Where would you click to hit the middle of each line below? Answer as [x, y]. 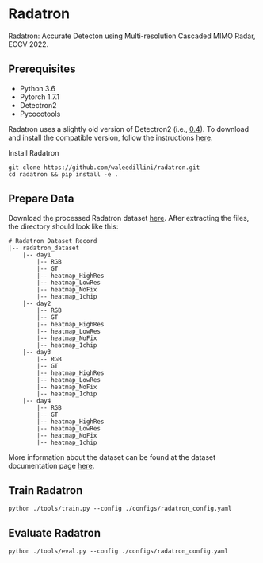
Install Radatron [34, 152]
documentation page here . [51, 465]
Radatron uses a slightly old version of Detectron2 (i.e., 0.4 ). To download [129, 129]
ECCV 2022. [29, 44]
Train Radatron [46, 490]
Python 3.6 [37, 88]
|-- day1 [37, 255]
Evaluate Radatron [55, 533]
